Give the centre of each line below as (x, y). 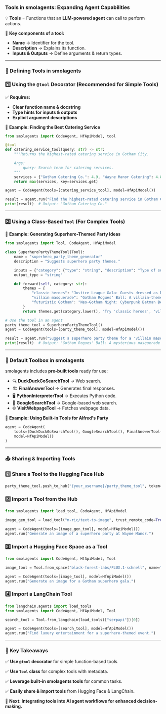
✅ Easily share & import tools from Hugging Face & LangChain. (70, 691)
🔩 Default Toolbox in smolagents (45, 360)
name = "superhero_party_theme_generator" (58, 257)
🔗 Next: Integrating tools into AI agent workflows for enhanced (71, 701)
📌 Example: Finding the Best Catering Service (53, 127)
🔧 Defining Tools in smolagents (43, 71)
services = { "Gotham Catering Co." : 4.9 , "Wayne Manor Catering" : (84, 177)
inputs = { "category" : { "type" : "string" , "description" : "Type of (85, 270)
